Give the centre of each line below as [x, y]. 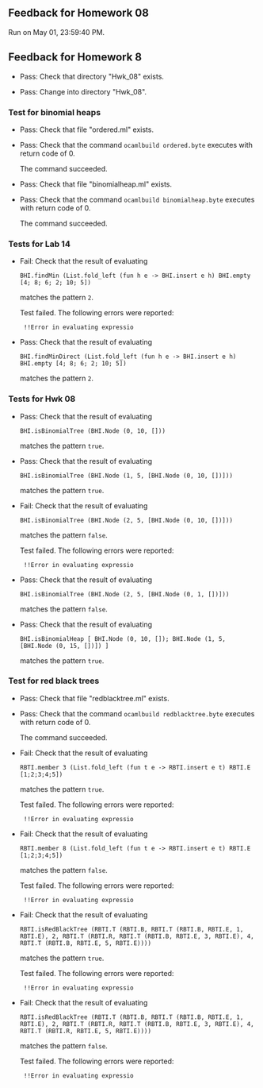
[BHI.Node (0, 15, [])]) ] [64, 646]
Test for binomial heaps [55, 112]
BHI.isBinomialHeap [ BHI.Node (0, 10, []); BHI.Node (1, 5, [123, 639]
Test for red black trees [54, 681]
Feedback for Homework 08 [78, 13]
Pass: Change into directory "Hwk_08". [83, 91]
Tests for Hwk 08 [42, 399]
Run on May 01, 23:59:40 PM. [57, 32]
